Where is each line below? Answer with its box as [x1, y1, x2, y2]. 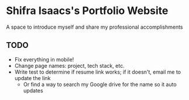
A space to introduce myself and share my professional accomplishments [6, 23, 183, 30]
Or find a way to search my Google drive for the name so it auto [23, 81, 177, 88]
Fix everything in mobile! [14, 56, 74, 63]
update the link [14, 74, 51, 81]
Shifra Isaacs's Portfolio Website [6, 4, 169, 18]
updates [23, 87, 43, 94]
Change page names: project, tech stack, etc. [14, 62, 125, 69]
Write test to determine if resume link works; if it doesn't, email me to [14, 68, 181, 75]
